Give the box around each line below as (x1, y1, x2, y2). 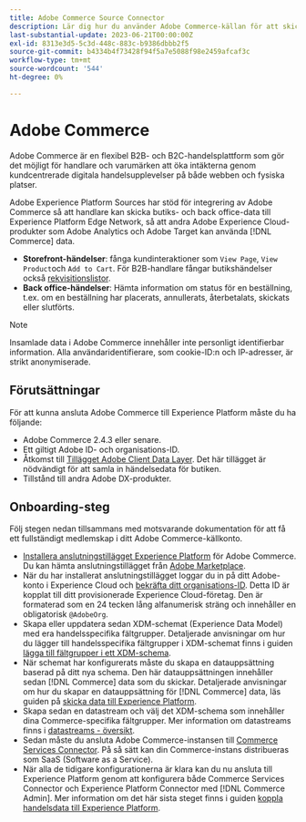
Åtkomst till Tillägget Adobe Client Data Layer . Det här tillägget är (22, 453, 267, 465)
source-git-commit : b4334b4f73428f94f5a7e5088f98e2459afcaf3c (9, 47, 250, 57)
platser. (9, 179, 38, 190)
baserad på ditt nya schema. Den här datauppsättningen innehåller (22, 667, 273, 678)
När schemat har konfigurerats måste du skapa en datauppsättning (22, 657, 275, 668)
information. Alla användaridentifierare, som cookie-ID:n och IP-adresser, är (9, 346, 294, 357)
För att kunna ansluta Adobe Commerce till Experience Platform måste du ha (9, 406, 297, 417)
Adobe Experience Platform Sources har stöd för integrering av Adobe (9, 197, 273, 208)
